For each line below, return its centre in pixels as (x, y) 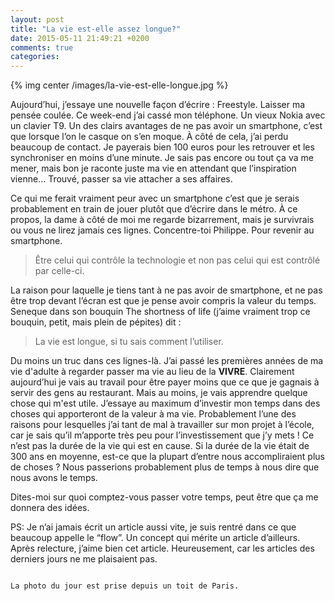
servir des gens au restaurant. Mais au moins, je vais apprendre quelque (159, 393)
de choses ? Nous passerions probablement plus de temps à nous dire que (165, 467)
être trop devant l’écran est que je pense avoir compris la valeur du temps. (163, 301)
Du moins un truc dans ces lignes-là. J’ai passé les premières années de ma (167, 361)
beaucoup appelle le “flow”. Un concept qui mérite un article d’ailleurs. (155, 538)
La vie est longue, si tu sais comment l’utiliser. (129, 342)
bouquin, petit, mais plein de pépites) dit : (96, 322)
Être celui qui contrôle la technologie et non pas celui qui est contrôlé (177, 260)
